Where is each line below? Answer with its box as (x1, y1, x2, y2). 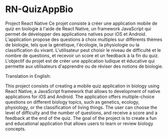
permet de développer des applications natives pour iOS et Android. (5, 31, 147, 37)
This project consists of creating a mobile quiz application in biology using (5, 82, 160, 89)
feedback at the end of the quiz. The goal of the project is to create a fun (5, 115, 157, 121)
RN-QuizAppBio (5, 4, 74, 15)
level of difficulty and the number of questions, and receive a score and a (5, 110, 158, 116)
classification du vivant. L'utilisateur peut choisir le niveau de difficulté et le (5, 47, 161, 53)
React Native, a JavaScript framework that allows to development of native (5, 88, 160, 94)
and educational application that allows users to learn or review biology (5, 120, 153, 126)
